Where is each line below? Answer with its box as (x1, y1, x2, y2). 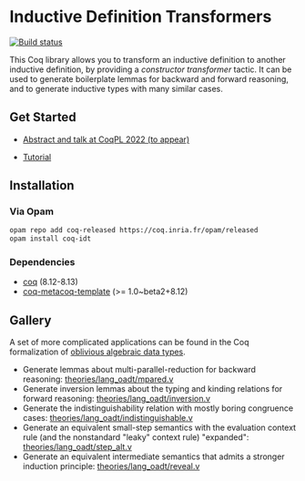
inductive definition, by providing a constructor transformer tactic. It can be (9, 64, 292, 75)
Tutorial (22, 151, 52, 162)
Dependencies (9, 256, 76, 269)
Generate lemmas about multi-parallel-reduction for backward (22, 364, 257, 375)
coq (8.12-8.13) (22, 276, 79, 288)
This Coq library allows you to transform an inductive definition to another (9, 54, 287, 65)
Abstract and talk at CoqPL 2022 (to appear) (22, 134, 189, 145)
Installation (9, 178, 75, 193)
